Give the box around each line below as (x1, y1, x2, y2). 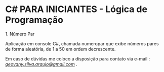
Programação (5, 14, 63, 26)
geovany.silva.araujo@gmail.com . (5, 61, 77, 67)
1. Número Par (5, 31, 35, 37)
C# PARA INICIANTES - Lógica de (5, 4, 148, 15)
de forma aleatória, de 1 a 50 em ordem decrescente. (5, 46, 116, 52)
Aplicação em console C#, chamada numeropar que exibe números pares (5, 40, 159, 46)
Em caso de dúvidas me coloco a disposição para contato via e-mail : (5, 55, 150, 61)
